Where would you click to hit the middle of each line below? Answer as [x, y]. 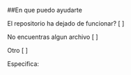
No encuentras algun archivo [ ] [53, 37]
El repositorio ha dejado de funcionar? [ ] [66, 23]
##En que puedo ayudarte [45, 10]
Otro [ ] [17, 50]
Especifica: [23, 64]
